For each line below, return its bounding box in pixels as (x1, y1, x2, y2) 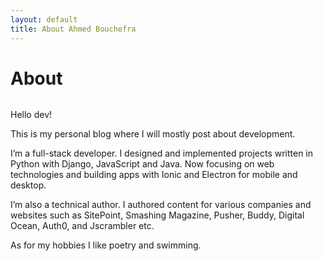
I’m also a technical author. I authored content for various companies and (10, 199, 312, 211)
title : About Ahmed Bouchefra (10, 24, 137, 34)
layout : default (10, 14, 78, 25)
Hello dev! (10, 109, 53, 121)
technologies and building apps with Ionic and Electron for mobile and (10, 169, 298, 181)
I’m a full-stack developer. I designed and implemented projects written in (10, 147, 314, 160)
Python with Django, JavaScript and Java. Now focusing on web (10, 158, 275, 170)
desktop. (10, 179, 47, 191)
